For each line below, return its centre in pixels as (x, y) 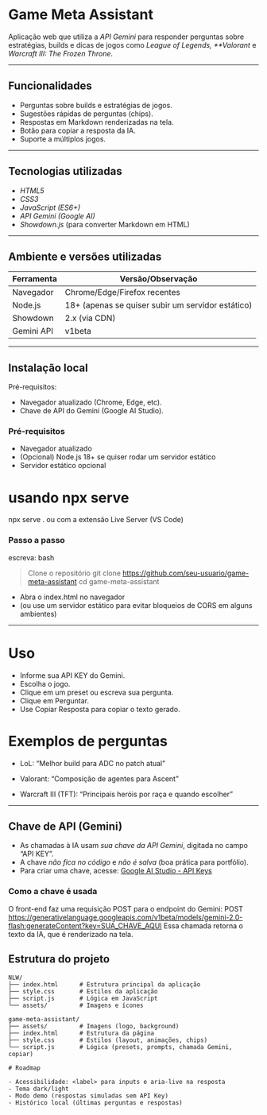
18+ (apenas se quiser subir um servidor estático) (159, 305)
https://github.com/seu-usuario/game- (186, 573)
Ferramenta (35, 279)
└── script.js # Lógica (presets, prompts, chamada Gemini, (120, 1047)
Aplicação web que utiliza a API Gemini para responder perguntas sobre (126, 37)
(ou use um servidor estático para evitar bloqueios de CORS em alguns (136, 605)
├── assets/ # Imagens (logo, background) (94, 1026)
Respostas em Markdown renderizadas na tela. (97, 122)
